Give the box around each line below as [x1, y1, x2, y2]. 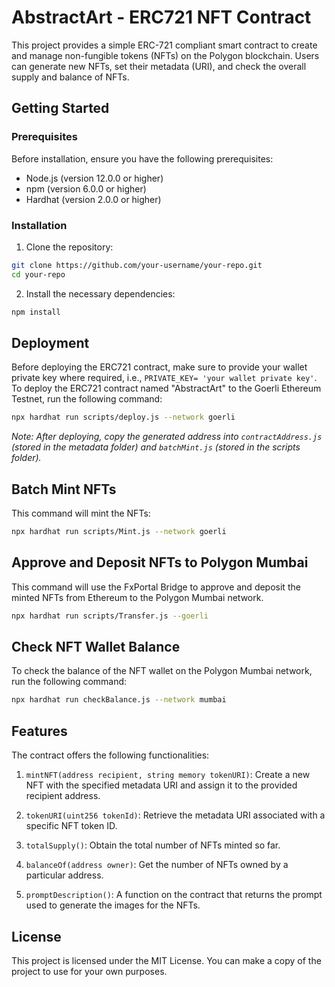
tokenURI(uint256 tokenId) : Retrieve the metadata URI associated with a [25, 809, 326, 821]
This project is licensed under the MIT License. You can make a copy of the [11, 954, 322, 966]
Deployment [11, 334, 90, 351]
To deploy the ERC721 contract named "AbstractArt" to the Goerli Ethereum [11, 382, 322, 395]
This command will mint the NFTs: [11, 507, 151, 520]
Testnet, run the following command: [11, 393, 163, 405]
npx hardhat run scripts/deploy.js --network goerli [11, 412, 236, 423]
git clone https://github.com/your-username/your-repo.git [11, 260, 263, 270]
